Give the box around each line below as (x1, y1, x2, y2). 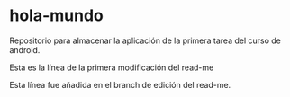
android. (9, 44, 41, 55)
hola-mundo (9, 5, 104, 26)
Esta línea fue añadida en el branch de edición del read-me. (9, 79, 231, 90)
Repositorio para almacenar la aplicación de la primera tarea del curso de (9, 35, 282, 46)
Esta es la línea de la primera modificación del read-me (9, 62, 214, 73)
